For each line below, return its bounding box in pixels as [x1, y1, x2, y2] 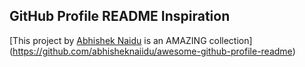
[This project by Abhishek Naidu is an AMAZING [9, 34, 207, 46]
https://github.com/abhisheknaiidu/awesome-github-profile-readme [12, 45, 293, 57]
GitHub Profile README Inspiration [9, 8, 231, 25]
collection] [208, 34, 253, 46]
